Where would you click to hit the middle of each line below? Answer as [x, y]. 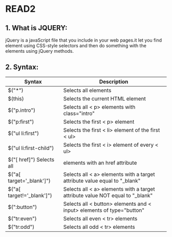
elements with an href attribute [100, 163]
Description [114, 82]
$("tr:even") [22, 219]
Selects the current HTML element [104, 98]
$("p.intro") [22, 110]
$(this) [16, 98]
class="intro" [79, 113]
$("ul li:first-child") [31, 148]
